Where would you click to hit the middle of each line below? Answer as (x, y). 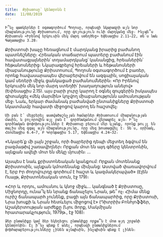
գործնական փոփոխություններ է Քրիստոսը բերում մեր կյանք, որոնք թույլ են (80, 124)
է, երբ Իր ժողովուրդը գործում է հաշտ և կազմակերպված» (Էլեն (76, 172)
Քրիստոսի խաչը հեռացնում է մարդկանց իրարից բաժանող (72, 49)
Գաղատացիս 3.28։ (21, 40)
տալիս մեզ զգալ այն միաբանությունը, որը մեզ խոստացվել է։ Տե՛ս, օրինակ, (80, 128)
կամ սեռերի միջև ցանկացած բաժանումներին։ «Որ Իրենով (72, 80)
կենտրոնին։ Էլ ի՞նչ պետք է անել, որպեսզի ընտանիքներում (63, 225)
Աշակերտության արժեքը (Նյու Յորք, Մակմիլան (58, 207)
